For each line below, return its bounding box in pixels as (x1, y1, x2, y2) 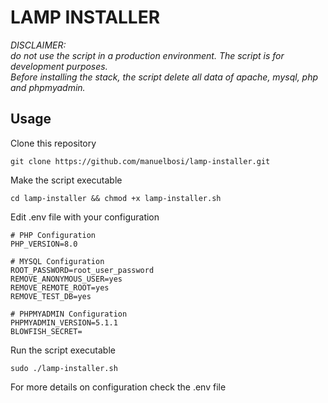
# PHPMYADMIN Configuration (10, 309, 128, 319)
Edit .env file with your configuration (10, 211, 160, 223)
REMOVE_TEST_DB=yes (10, 291, 92, 301)
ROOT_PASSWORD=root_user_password (10, 265, 155, 275)
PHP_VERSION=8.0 (10, 239, 78, 249)
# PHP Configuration (10, 230, 97, 240)
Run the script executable (10, 344, 116, 356)
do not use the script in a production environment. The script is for (10, 49, 285, 61)
